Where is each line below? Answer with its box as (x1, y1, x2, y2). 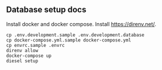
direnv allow (6, 47, 39, 53)
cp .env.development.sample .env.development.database (6, 32, 145, 38)
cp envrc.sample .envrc (6, 42, 65, 48)
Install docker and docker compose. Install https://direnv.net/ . (6, 20, 157, 27)
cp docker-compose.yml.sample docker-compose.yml (6, 37, 132, 43)
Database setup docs (6, 5, 87, 15)
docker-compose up (6, 53, 52, 59)
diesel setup (6, 58, 39, 64)
